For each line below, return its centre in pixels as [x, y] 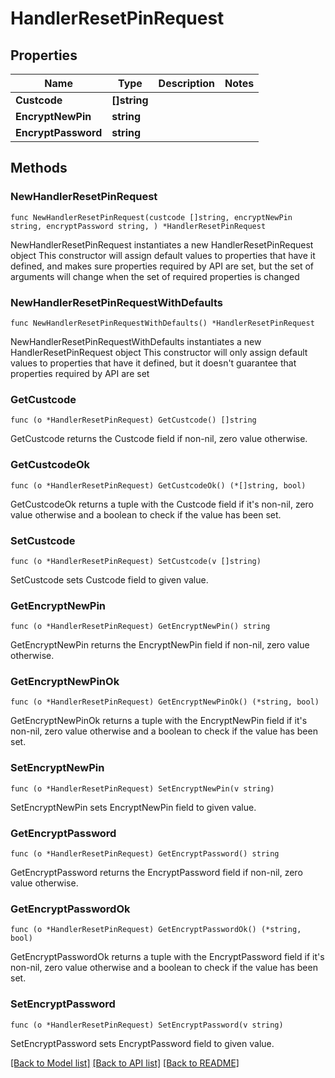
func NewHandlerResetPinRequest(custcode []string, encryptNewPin [151, 217]
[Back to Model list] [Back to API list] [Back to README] [125, 1063]
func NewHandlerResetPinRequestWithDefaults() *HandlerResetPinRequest [162, 323]
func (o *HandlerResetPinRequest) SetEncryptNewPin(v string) [142, 788]
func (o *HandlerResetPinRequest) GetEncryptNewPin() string [140, 627]
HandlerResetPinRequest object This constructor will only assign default [159, 352]
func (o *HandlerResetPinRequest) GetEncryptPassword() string [145, 854]
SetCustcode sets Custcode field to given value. [109, 579]
